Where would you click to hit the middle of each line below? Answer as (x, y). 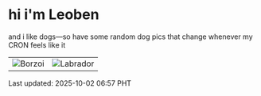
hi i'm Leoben (54, 15)
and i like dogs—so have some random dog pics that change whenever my (130, 36)
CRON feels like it (37, 44)
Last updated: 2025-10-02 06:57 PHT (70, 83)
